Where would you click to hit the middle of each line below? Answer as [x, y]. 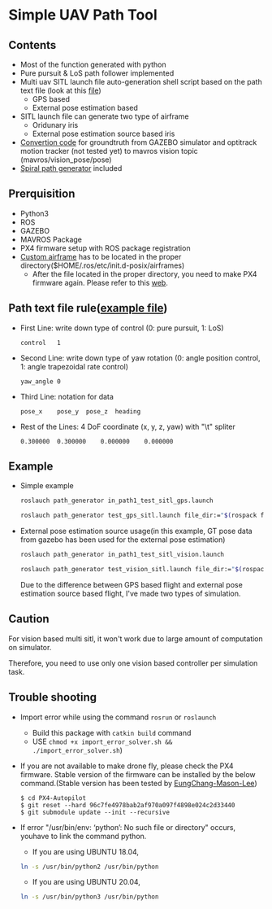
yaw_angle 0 [40, 381]
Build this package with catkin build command [112, 732]
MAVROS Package [51, 239]
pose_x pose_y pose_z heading [80, 411]
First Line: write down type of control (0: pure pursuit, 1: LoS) [122, 328]
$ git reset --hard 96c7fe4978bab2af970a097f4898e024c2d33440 [127, 805]
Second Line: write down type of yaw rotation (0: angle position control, [140, 358]
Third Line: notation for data [67, 396]
